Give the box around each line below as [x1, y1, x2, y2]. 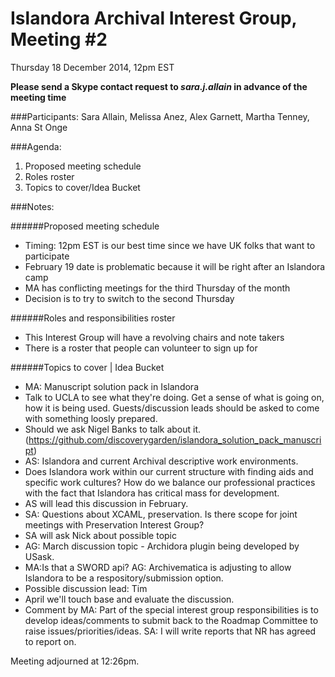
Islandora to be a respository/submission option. [24, 572, 224, 584]
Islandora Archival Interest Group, [10, 7, 298, 30]
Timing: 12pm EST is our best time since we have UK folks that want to [24, 239, 316, 251]
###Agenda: [10, 140, 62, 152]
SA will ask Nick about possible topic [24, 529, 177, 541]
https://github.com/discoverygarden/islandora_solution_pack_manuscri [28, 433, 322, 446]
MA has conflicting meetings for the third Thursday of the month [24, 282, 291, 294]
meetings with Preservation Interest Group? [24, 518, 205, 531]
